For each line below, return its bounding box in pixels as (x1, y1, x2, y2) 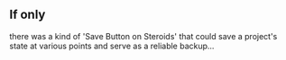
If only (9, 7, 46, 22)
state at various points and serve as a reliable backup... (9, 40, 215, 51)
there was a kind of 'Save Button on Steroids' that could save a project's (9, 30, 278, 41)
